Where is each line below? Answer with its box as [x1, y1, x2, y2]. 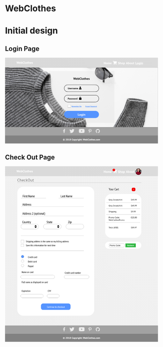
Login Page [5, 44, 40, 53]
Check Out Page [5, 153, 55, 161]
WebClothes [5, 3, 56, 14]
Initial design [5, 25, 58, 37]
